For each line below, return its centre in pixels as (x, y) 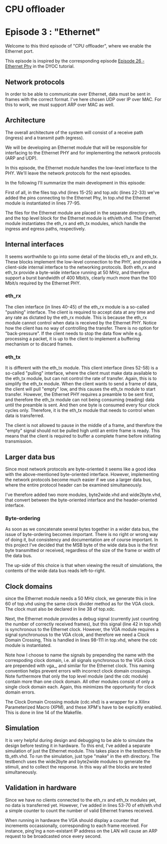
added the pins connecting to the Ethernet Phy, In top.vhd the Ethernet (78, 197)
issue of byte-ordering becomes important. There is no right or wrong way (82, 534)
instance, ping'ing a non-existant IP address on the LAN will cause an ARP (82, 830)
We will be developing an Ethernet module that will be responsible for (76, 147)
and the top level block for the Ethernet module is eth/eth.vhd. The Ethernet (83, 218)
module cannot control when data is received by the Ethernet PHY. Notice (81, 322)
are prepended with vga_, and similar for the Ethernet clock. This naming (80, 665)
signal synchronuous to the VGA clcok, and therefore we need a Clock (77, 635)
